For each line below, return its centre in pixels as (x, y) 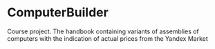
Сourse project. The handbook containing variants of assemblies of (103, 31)
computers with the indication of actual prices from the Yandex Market (108, 38)
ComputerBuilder (58, 13)
